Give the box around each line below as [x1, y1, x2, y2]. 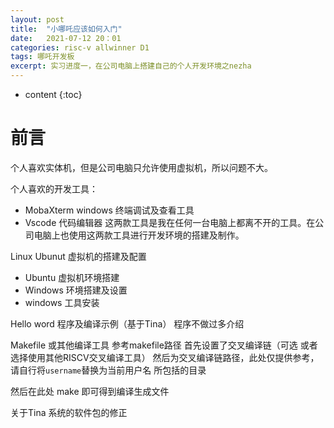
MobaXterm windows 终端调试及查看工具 [24, 204, 195, 216]
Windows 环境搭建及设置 [24, 284, 128, 296]
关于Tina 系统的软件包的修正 [10, 406, 128, 418]
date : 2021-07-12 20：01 [10, 33, 122, 43]
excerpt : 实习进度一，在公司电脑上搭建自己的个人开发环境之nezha [10, 61, 252, 71]
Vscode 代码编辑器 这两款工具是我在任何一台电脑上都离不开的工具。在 [24, 216, 316, 228]
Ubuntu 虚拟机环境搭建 [24, 271, 120, 283]
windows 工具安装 [24, 296, 100, 308]
